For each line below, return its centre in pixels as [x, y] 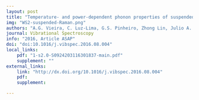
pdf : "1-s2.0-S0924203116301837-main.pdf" [70, 55]
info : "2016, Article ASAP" [41, 39]
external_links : [26, 66]
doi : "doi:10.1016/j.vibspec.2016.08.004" [59, 45]
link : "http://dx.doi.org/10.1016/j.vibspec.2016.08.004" [90, 72]
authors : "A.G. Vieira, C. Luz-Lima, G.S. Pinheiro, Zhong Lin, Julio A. [99, 28]
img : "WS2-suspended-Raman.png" [46, 22]
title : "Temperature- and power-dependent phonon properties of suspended [100, 17]
